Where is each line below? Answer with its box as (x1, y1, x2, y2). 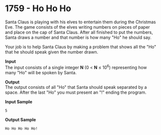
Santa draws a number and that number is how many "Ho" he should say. (5, 34, 152, 40)
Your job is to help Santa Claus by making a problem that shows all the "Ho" (5, 44, 157, 50)
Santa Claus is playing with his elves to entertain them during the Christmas (5, 19, 156, 25)
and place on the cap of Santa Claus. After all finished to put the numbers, (5, 29, 153, 35)
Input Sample (5, 99, 32, 104)
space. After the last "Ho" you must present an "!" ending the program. (5, 89, 146, 95)
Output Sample (5, 117, 36, 122)
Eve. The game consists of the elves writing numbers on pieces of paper (5, 24, 150, 30)
